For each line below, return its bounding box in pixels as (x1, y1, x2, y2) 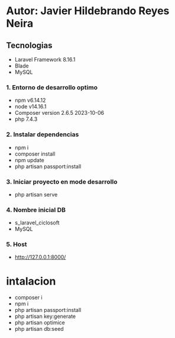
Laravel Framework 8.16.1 (14, 56, 76, 63)
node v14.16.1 (14, 103, 47, 110)
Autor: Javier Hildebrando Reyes (6, 4, 170, 18)
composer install (14, 150, 56, 157)
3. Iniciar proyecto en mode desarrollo (6, 178, 118, 186)
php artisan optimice (14, 319, 65, 326)
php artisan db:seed (14, 326, 64, 333)
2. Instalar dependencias (6, 130, 79, 139)
